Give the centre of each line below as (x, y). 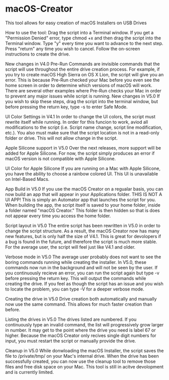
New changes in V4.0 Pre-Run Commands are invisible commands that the (82, 64)
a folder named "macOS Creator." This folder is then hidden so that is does (82, 210)
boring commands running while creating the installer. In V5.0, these (76, 262)
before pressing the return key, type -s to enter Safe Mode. (66, 107)
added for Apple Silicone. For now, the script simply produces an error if (80, 153)
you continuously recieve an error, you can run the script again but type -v (82, 273)
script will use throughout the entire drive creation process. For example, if (82, 69)
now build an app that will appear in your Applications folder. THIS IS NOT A (84, 194)
